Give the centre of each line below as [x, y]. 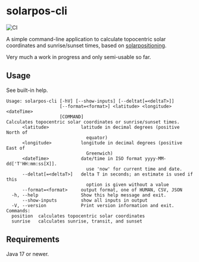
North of [17, 132]
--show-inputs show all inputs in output [85, 200]
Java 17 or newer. [28, 254]
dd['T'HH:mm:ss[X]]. [32, 164]
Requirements [33, 240]
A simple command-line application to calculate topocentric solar [86, 39]
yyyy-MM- [156, 158]
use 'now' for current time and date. [134, 169]
